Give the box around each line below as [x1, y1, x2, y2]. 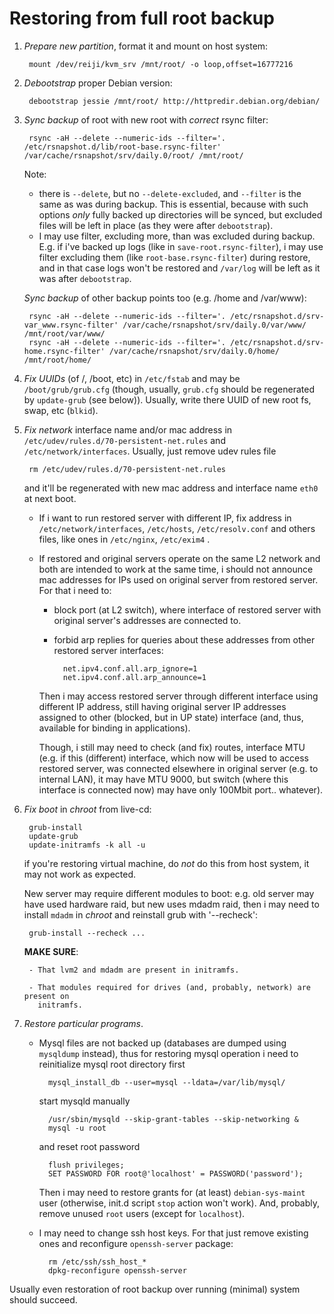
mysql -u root [47, 1123, 107, 1133]
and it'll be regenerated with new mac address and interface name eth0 [23, 482, 319, 494]
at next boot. [23, 492, 77, 504]
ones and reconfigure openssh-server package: [38, 1237, 234, 1249]
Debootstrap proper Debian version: [23, 77, 173, 89]
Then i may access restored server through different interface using [38, 690, 319, 702]
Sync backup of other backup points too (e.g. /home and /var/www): [23, 292, 307, 304]
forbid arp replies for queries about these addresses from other [53, 633, 316, 646]
